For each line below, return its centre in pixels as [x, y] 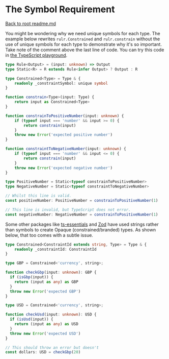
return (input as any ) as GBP [47, 282]
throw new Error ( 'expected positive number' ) [64, 135]
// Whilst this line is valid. [38, 196]
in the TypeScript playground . [36, 55]
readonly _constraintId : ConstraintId [55, 249]
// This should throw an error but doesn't [52, 348]
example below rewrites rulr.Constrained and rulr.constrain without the [83, 39]
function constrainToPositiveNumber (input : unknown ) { [65, 116]
